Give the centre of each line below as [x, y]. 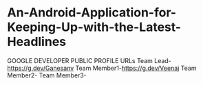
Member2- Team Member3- [47, 75]
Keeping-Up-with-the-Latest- [94, 27]
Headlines [37, 42]
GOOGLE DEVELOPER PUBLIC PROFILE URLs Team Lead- [89, 60]
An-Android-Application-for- [92, 13]
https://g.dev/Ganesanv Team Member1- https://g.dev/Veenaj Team [102, 68]
